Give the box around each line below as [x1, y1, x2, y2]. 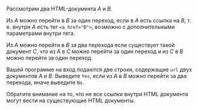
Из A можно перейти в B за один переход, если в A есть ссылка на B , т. [6, 17, 191, 24]
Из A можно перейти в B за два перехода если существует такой [6, 42, 175, 48]
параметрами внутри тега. [6, 30, 75, 37]
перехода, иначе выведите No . [6, 79, 85, 86]
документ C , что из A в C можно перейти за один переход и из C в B [6, 48, 184, 55]
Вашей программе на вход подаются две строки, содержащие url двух [6, 66, 192, 73]
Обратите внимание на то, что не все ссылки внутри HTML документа [6, 91, 188, 97]
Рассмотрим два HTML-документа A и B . [6, 5, 113, 12]
